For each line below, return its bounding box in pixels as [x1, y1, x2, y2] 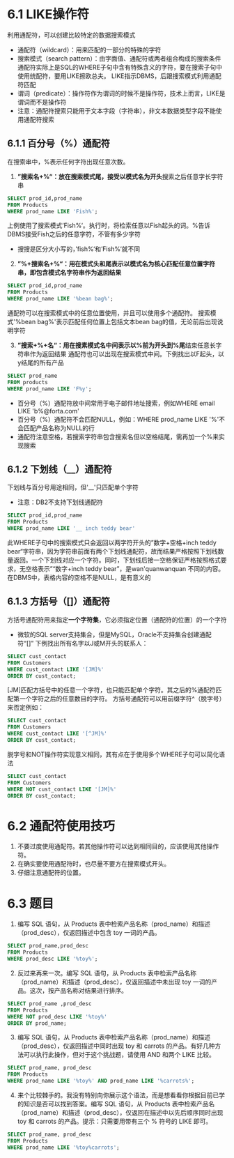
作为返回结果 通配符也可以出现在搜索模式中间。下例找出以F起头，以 [29, 350, 224, 358]
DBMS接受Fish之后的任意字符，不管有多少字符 [7, 230, 141, 238]
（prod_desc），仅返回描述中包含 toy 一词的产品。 [17, 929, 162, 937]
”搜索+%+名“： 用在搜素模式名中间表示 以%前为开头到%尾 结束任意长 [17, 341, 216, 349]
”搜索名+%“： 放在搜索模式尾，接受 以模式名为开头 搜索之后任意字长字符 [17, 172, 224, 181]
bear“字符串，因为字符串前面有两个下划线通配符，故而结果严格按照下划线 [7, 547, 218, 556]
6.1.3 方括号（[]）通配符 [7, 595, 111, 607]
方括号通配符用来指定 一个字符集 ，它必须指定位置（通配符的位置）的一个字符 [7, 615, 227, 624]
